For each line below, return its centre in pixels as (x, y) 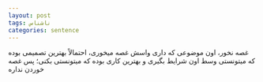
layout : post (30, 15)
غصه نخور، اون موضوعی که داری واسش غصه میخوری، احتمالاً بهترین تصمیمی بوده (128, 53)
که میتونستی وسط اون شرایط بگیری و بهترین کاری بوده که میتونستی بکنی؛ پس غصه (131, 61)
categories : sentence (44, 30)
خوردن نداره (26, 69)
